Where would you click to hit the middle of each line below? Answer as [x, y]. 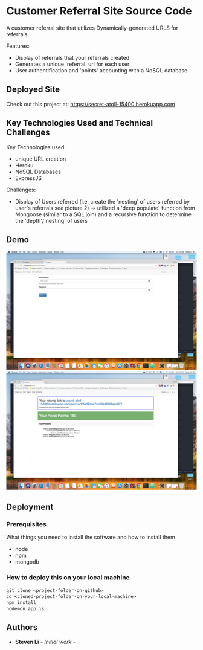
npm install [21, 603]
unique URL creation [40, 159]
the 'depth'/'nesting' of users [51, 220]
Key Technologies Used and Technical [79, 123]
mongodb [27, 562]
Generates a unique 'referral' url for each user [72, 64]
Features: [18, 46]
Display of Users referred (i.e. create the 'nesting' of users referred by [102, 201]
